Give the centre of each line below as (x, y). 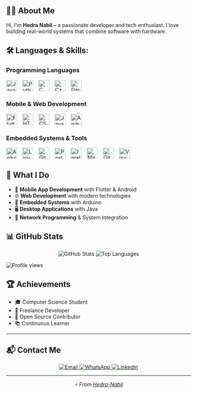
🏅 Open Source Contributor (47, 317)
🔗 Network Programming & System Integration (71, 217)
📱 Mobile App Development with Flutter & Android (75, 189)
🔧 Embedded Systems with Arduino (58, 202)
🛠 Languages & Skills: (47, 51)
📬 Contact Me (33, 350)
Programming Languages (43, 70)
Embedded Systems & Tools (47, 138)
